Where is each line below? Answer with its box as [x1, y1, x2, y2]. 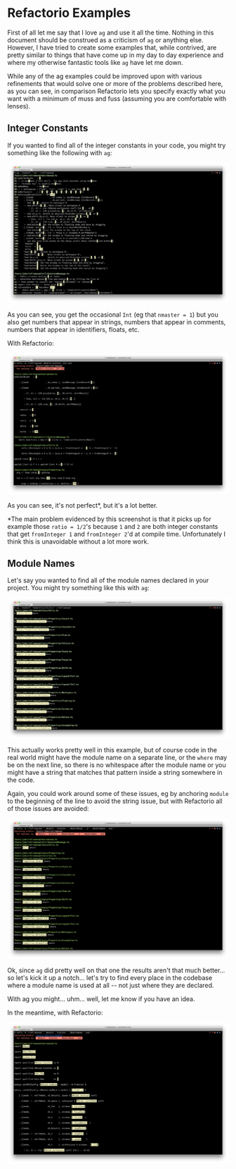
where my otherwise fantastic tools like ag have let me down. [7, 58, 183, 66]
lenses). [7, 102, 30, 110]
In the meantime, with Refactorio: [7, 1008, 103, 1017]
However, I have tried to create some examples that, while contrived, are [7, 43, 217, 51]
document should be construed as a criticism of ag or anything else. [7, 35, 204, 44]
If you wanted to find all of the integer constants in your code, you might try [7, 141, 226, 149]
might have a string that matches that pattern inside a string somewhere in [7, 768, 223, 776]
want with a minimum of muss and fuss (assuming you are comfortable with [7, 94, 227, 103]
